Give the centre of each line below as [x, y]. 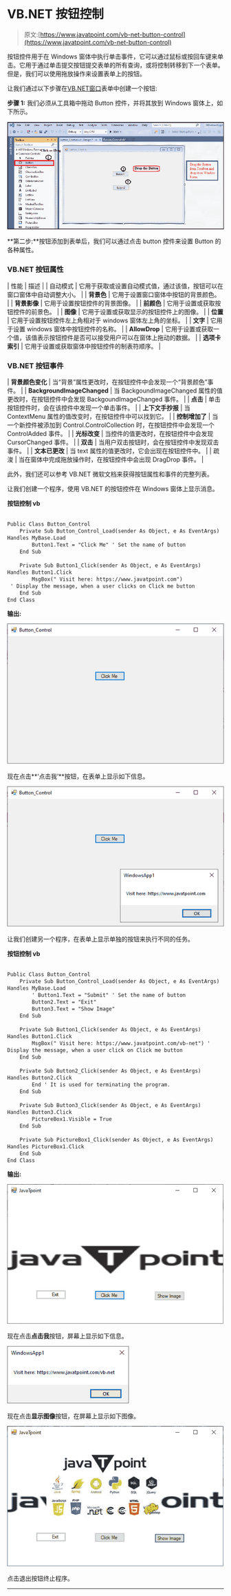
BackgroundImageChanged [68, 391]
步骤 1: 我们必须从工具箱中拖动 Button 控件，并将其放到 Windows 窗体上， [112, 103]
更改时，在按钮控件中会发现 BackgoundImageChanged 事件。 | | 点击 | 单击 [114, 399]
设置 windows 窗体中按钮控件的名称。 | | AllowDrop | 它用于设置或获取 [113, 329]
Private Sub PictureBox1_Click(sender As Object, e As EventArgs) [117, 1140]
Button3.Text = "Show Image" [74, 1009]
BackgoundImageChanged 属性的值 [172, 391]
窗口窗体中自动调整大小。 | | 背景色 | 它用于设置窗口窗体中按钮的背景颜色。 [114, 294]
